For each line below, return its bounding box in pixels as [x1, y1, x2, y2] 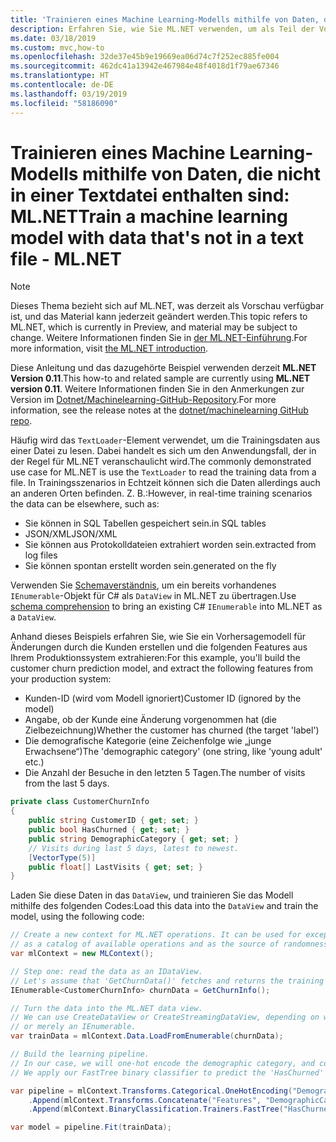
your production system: [10, 673, 112, 685]
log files [24, 549, 58, 561]
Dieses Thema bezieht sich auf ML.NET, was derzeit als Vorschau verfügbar [10, 300, 325, 312]
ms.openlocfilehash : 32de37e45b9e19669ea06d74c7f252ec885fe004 [10, 52, 280, 62]
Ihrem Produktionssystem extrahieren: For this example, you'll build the [10, 652, 301, 664]
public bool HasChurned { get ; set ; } [28, 825, 190, 835]
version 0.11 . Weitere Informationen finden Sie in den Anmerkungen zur [10, 383, 305, 395]
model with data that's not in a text [10, 226, 305, 249]
